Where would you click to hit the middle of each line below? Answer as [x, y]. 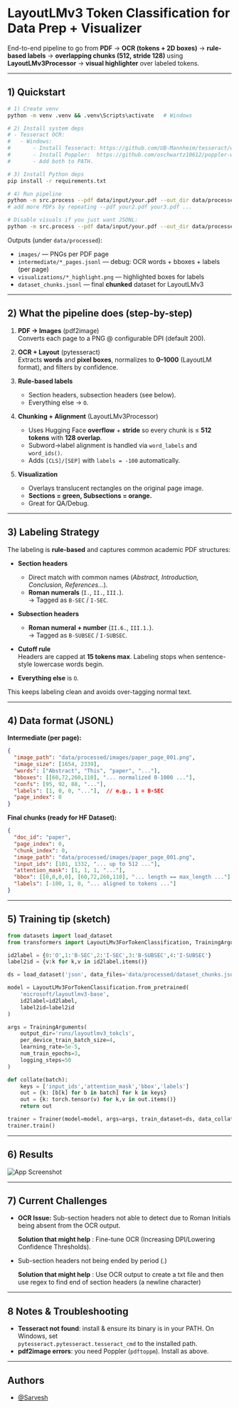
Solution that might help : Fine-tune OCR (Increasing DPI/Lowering [116, 1240]
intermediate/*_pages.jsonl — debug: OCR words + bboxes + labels [119, 261]
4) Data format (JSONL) [60, 721]
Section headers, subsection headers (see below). [102, 394]
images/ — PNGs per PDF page [63, 254]
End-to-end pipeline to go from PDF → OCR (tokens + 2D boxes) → [106, 48]
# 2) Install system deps [46, 128]
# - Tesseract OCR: [36, 135]
